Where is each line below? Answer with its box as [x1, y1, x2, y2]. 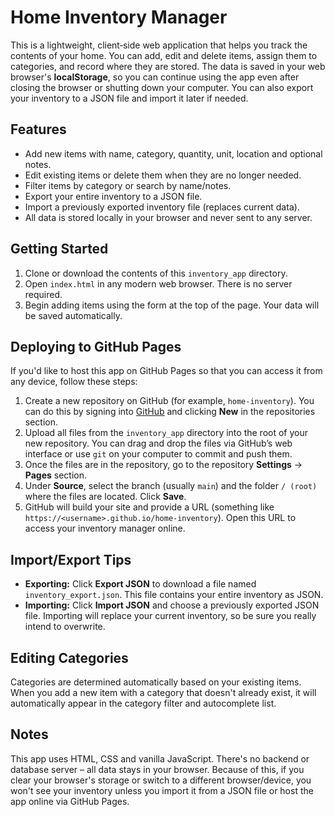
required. [24, 288, 63, 300]
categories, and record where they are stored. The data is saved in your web [10, 60, 326, 72]
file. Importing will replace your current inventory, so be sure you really [24, 610, 317, 622]
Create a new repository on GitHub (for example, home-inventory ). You [24, 395, 315, 407]
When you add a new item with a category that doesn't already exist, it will [10, 687, 317, 698]
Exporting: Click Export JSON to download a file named [24, 578, 257, 590]
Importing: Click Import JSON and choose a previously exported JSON [24, 599, 320, 611]
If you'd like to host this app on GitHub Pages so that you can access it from [10, 365, 323, 377]
